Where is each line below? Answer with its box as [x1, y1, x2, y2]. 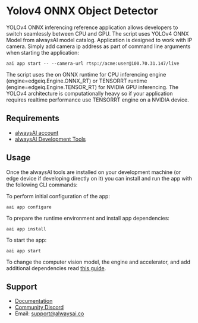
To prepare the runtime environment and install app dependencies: [6, 214, 169, 221]
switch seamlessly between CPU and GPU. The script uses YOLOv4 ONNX [6, 30, 189, 37]
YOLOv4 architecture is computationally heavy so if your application [6, 90, 173, 97]
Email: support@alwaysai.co [14, 310, 84, 317]
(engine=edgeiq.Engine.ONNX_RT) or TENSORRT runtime [6, 77, 147, 84]
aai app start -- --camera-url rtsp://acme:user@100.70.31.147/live [6, 61, 180, 66]
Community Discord [14, 304, 64, 311]
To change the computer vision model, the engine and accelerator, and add [6, 258, 190, 265]
